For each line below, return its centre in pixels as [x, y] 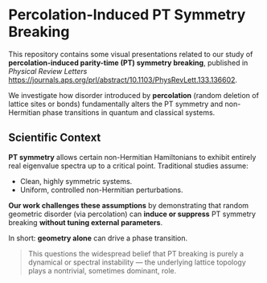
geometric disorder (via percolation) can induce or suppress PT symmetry [132, 214]
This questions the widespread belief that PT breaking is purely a [136, 253]
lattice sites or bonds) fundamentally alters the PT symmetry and [116, 104]
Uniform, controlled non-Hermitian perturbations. [101, 190]
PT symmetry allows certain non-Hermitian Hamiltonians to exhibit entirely [132, 157]
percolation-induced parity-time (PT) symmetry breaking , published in [128, 63]
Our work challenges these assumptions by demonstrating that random [129, 205]
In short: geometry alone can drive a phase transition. [98, 238]
